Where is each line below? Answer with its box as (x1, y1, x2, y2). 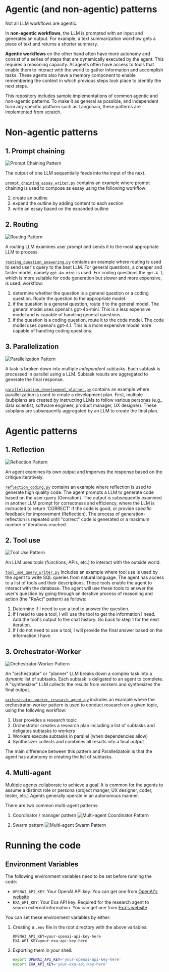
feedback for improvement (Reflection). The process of (5, 511, 120, 517)
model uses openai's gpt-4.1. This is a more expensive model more (12, 322, 151, 328)
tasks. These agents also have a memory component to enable (5, 72, 136, 78)
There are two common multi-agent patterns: (5, 802, 99, 808)
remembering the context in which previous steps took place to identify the (5, 77, 161, 83)
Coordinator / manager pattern (12, 812, 77, 818)
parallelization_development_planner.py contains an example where (5, 386, 150, 392)
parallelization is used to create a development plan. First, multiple (5, 391, 143, 398)
